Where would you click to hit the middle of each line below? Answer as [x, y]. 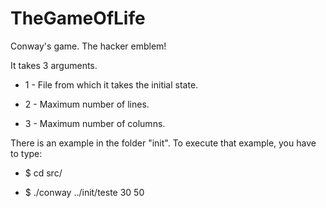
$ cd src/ [43, 173]
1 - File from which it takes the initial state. [111, 84]
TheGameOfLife [78, 18]
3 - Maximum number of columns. [95, 123]
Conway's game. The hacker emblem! [88, 46]
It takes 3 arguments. [54, 65]
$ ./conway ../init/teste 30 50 [84, 192]
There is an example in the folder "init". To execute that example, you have [163, 143]
